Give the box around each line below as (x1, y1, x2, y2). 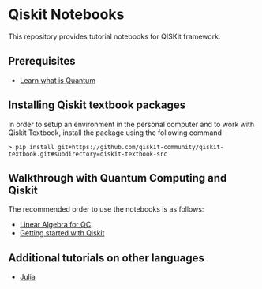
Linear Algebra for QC (19, 220, 92, 230)
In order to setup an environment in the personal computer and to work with (8, 119, 255, 129)
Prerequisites (8, 54, 76, 68)
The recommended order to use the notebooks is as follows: (8, 205, 204, 214)
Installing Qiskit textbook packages (8, 99, 186, 112)
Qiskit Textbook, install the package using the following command (8, 128, 223, 137)
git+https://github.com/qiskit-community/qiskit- (58, 143, 224, 151)
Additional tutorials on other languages (8, 251, 205, 265)
